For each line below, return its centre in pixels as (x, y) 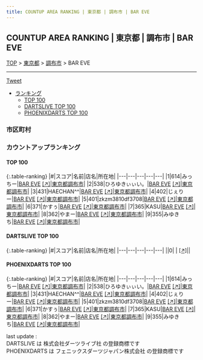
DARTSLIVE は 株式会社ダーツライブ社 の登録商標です (73, 343)
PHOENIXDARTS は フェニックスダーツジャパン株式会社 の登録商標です (95, 351)
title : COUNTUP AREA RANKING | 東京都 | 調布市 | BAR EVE (78, 12)
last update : (22, 336)
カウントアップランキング (43, 148)
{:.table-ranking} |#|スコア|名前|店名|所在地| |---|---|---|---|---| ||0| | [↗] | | (98, 250)
